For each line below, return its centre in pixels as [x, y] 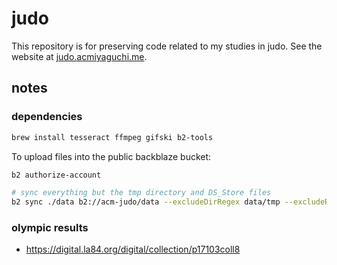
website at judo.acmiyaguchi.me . [79, 56]
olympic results [50, 228]
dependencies [47, 117]
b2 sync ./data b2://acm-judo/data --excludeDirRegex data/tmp [146, 202]
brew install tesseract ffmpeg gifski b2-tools [112, 137]
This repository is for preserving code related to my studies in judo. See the [167, 46]
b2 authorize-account [56, 175]
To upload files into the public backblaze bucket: [111, 156]
